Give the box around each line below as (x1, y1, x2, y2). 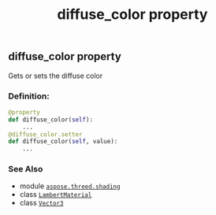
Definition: (8, 91, 50, 102)
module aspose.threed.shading (19, 181, 121, 191)
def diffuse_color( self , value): (8, 138, 118, 146)
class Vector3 (19, 198, 64, 208)
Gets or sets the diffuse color (8, 71, 103, 80)
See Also (8, 164, 43, 175)
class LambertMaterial (19, 190, 92, 199)
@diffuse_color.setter (8, 130, 83, 139)
